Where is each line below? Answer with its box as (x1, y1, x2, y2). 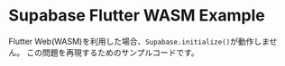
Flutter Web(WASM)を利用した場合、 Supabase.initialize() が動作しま (8, 36, 270, 46)
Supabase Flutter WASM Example (8, 5, 265, 26)
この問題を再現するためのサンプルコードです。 (25, 46, 199, 58)
